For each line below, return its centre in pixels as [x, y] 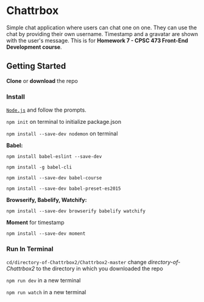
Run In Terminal [30, 249]
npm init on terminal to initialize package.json [64, 122]
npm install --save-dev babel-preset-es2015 [64, 189]
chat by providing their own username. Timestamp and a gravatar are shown [102, 34]
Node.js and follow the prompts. [46, 110]
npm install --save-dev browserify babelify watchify [76, 211]
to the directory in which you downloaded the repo [100, 268]
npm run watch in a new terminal [46, 292]
